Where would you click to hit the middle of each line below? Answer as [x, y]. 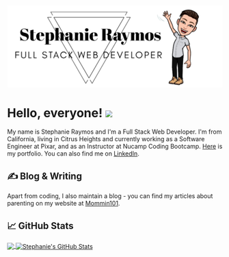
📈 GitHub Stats [40, 226]
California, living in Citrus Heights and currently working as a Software [106, 139]
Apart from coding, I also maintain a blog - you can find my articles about [110, 196]
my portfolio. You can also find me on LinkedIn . [73, 154]
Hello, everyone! [55, 113]
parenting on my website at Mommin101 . [64, 204]
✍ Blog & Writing [44, 176]
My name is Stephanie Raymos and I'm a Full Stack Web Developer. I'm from [114, 132]
